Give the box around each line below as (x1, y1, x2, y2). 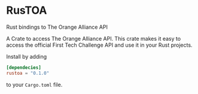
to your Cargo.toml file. (6, 81, 63, 88)
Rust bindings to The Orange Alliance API (6, 23, 108, 31)
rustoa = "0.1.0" (6, 70, 50, 76)
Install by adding (6, 53, 47, 60)
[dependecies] (6, 64, 42, 71)
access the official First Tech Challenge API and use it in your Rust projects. (6, 41, 193, 48)
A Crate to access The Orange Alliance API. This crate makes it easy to (6, 35, 181, 42)
